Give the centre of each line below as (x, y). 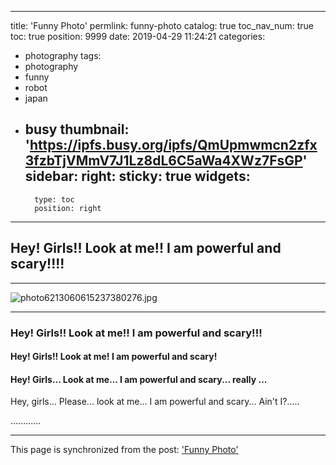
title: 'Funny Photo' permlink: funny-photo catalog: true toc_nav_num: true (162, 25)
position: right (68, 208)
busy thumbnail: (77, 129)
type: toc (54, 199)
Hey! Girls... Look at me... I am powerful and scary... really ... (139, 379)
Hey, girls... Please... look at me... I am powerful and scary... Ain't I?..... (155, 402)
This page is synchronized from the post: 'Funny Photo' (124, 450)
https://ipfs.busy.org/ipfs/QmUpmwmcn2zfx (173, 145)
